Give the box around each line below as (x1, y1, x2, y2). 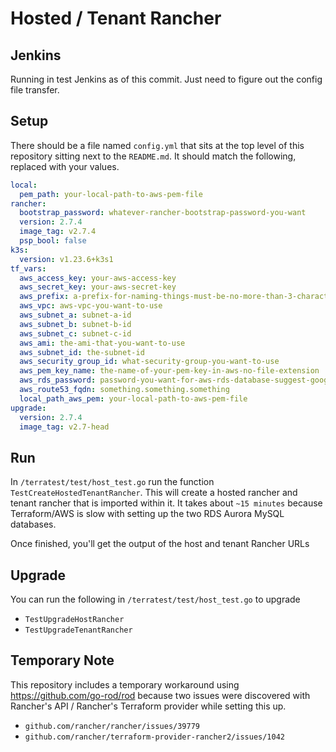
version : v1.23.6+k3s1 (19, 254, 114, 264)
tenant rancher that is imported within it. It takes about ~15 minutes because (10, 497, 323, 509)
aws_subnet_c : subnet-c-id (19, 328, 132, 339)
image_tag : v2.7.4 (19, 227, 97, 237)
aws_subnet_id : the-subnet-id (19, 347, 145, 357)
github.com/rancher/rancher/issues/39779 (24, 721, 200, 731)
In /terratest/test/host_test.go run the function (10, 476, 215, 488)
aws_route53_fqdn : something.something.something (19, 385, 230, 395)
